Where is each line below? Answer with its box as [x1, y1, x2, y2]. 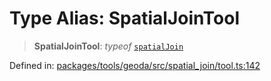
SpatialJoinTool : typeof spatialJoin [33, 40, 184, 52]
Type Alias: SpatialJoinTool [9, 7, 240, 30]
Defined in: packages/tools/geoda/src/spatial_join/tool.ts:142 [9, 59, 261, 71]
